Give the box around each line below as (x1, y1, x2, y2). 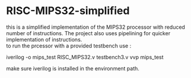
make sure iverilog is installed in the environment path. (6, 65, 139, 72)
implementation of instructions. (6, 36, 82, 43)
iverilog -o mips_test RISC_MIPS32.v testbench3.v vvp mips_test (6, 53, 164, 60)
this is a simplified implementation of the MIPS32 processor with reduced (6, 23, 186, 30)
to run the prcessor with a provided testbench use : (6, 42, 132, 49)
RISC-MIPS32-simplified (6, 4, 130, 18)
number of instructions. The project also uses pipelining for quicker (6, 29, 171, 36)
